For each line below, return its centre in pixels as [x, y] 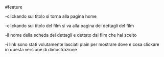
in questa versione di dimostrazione [41, 50]
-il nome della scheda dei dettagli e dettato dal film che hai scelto [71, 35]
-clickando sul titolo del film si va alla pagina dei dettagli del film [70, 26]
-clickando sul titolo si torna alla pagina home [51, 16]
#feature [14, 7]
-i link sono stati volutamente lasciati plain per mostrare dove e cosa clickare [82, 44]
